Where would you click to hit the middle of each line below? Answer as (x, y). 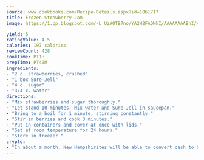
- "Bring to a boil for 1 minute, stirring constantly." (80, 113)
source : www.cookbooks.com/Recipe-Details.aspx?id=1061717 (83, 12)
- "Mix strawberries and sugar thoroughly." (63, 102)
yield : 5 (17, 34)
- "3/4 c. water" (28, 91)
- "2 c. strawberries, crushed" (47, 74)
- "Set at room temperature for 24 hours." (62, 130)
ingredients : (23, 68)
